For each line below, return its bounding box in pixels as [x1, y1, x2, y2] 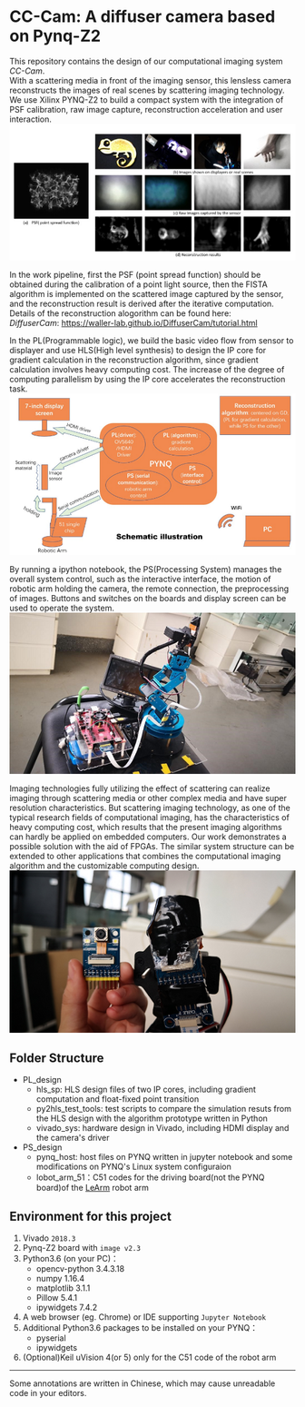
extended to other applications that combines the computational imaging [9, 851, 281, 862]
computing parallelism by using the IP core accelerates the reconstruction [9, 374, 286, 385]
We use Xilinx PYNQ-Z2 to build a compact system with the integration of [9, 94, 284, 105]
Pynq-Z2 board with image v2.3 [22, 1243, 141, 1253]
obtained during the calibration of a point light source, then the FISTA [9, 279, 268, 290]
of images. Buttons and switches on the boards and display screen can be [9, 592, 287, 603]
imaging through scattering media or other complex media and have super [9, 793, 288, 804]
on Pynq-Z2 [9, 25, 102, 46]
